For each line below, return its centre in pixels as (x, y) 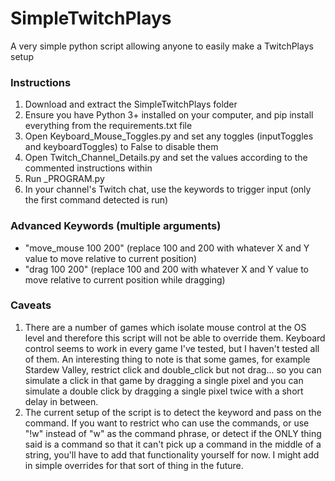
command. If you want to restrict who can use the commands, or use (167, 423)
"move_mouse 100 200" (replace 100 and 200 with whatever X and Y (167, 248)
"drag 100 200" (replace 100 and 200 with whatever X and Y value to (166, 269)
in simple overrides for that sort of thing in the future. (134, 465)
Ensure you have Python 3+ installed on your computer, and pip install (169, 115)
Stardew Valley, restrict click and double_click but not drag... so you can (173, 369)
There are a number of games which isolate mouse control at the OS (165, 327)
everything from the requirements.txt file (108, 126)
